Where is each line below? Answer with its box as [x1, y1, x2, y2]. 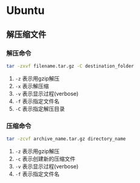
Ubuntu [6, 4, 45, 18]
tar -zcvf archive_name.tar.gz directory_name [6, 136, 126, 142]
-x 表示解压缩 [15, 82, 50, 90]
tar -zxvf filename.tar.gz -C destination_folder [6, 63, 135, 69]
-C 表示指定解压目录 [15, 105, 65, 112]
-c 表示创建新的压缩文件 [15, 155, 76, 162]
